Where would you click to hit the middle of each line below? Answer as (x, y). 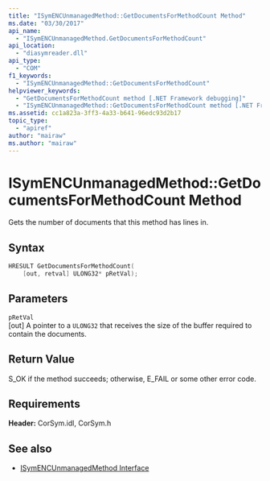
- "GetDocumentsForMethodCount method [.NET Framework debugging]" (131, 98)
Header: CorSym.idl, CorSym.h (60, 423)
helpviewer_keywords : (45, 91)
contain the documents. (47, 334)
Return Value (41, 359)
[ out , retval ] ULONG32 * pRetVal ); (80, 274)
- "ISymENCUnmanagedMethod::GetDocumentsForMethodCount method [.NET (134, 106)
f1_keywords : (30, 76)
